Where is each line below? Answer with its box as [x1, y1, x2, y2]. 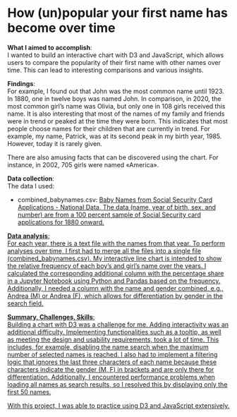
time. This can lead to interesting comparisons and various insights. [7, 66, 204, 74]
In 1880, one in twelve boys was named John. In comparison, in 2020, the [7, 94, 221, 103]
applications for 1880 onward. [17, 217, 104, 226]
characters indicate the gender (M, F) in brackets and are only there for [7, 365, 214, 373]
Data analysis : [7, 231, 50, 240]
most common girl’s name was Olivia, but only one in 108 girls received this [7, 102, 226, 110]
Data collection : [7, 174, 55, 183]
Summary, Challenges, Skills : [7, 313, 95, 321]
